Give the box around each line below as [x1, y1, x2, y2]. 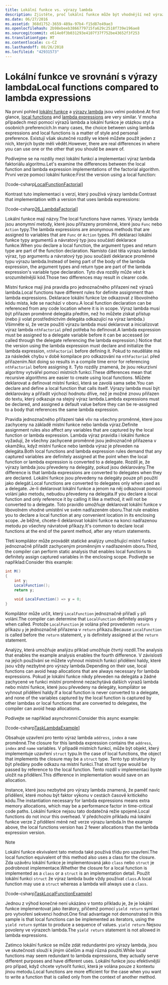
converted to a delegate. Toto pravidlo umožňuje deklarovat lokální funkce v [5, 502, 161, 508]
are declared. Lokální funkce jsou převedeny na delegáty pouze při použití [5, 475, 158, 481]
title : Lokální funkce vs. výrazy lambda [5, 7, 93, 13]
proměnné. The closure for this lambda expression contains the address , [5, 740, 152, 746]
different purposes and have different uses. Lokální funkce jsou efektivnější [5, 958, 160, 964]
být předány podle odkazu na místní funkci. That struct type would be [5, 761, 147, 767]
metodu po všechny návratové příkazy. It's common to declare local [5, 523, 144, 529]
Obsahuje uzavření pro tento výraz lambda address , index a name [5, 734, 137, 740]
